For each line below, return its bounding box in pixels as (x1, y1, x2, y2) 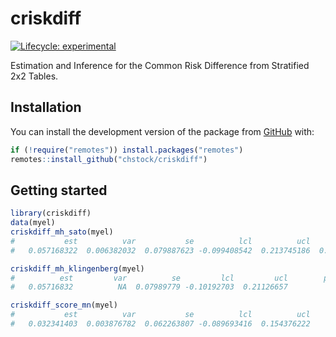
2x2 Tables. (10, 70, 59, 82)
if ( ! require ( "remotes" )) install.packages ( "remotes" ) (10, 145, 244, 155)
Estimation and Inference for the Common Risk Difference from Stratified (10, 59, 310, 71)
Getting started (10, 182, 108, 199)
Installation (10, 99, 82, 116)
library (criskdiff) (10, 208, 92, 219)
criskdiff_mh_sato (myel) (10, 227, 114, 237)
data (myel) (10, 218, 56, 228)
